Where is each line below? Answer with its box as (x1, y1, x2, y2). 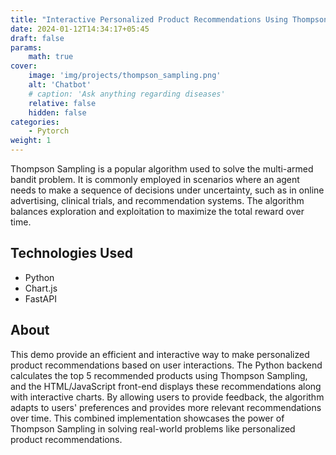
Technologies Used (10, 245, 133, 262)
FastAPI (24, 292, 57, 305)
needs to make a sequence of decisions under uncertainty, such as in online (10, 184, 325, 196)
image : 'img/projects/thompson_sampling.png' (28, 71, 222, 81)
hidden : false (28, 107, 87, 118)
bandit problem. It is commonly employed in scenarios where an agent (10, 174, 300, 185)
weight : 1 (10, 136, 52, 146)
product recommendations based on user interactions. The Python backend (10, 359, 323, 371)
